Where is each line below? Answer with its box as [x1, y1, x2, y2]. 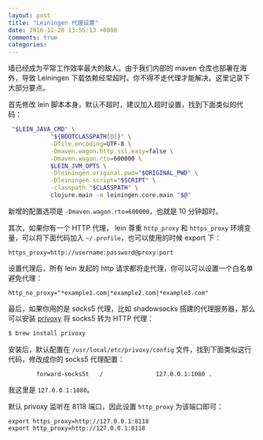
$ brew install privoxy [8, 329, 86, 337]
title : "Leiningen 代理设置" [8, 19, 99, 27]
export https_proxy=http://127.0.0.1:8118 [8, 417, 149, 425]
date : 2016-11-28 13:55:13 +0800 [8, 26, 118, 34]
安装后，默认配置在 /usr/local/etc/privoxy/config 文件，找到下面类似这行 [8, 344, 252, 354]
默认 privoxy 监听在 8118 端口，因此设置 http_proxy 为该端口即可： [8, 401, 224, 411]
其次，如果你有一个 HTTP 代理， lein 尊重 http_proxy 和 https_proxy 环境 [8, 223, 245, 232]
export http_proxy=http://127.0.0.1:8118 [8, 424, 146, 432]
